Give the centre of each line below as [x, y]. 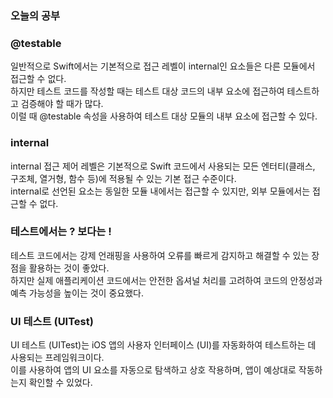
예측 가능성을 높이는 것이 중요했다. [77, 293]
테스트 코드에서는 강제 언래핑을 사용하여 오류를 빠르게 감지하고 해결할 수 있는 [160, 255]
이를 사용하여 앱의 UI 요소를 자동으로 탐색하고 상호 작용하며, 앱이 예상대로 [153, 370]
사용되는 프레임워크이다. [57, 358]
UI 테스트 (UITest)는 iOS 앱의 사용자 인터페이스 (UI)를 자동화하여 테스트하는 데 [163, 345]
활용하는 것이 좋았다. [69, 268]
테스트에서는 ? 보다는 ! [61, 232]
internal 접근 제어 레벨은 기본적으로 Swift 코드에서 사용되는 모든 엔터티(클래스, [163, 166]
